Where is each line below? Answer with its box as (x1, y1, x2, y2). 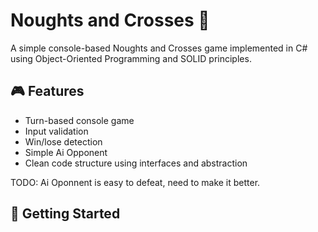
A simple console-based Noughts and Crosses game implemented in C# (10, 42, 308, 54)
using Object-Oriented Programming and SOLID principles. (10, 52, 252, 64)
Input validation (24, 125, 89, 137)
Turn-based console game (24, 114, 135, 126)
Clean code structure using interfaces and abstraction (24, 157, 248, 169)
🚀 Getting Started (10, 205, 121, 223)
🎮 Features (10, 83, 85, 100)
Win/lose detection (24, 135, 103, 148)
